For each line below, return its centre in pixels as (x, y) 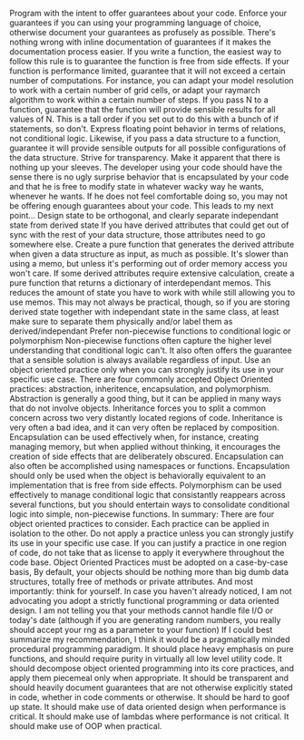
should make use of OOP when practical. (86, 726)
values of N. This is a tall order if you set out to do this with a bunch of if (144, 119)
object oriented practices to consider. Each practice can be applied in (139, 524)
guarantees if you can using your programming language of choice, (135, 23)
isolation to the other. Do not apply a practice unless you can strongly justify (152, 533)
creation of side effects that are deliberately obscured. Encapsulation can (147, 456)
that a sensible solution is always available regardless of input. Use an (140, 360)
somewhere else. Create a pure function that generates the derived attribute (152, 244)
